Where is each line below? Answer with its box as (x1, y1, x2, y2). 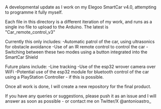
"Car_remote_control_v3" (5, 29, 55, 35)
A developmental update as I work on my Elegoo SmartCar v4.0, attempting (5, 4, 157, 10)
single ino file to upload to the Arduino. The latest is (5, 24, 109, 30)
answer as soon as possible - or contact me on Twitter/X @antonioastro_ (5, 98, 151, 104)
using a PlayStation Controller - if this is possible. (5, 74, 104, 80)
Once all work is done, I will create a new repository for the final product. (5, 84, 151, 89)
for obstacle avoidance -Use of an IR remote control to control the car (5, 44, 145, 49)
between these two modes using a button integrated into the (26, 49, 148, 55)
